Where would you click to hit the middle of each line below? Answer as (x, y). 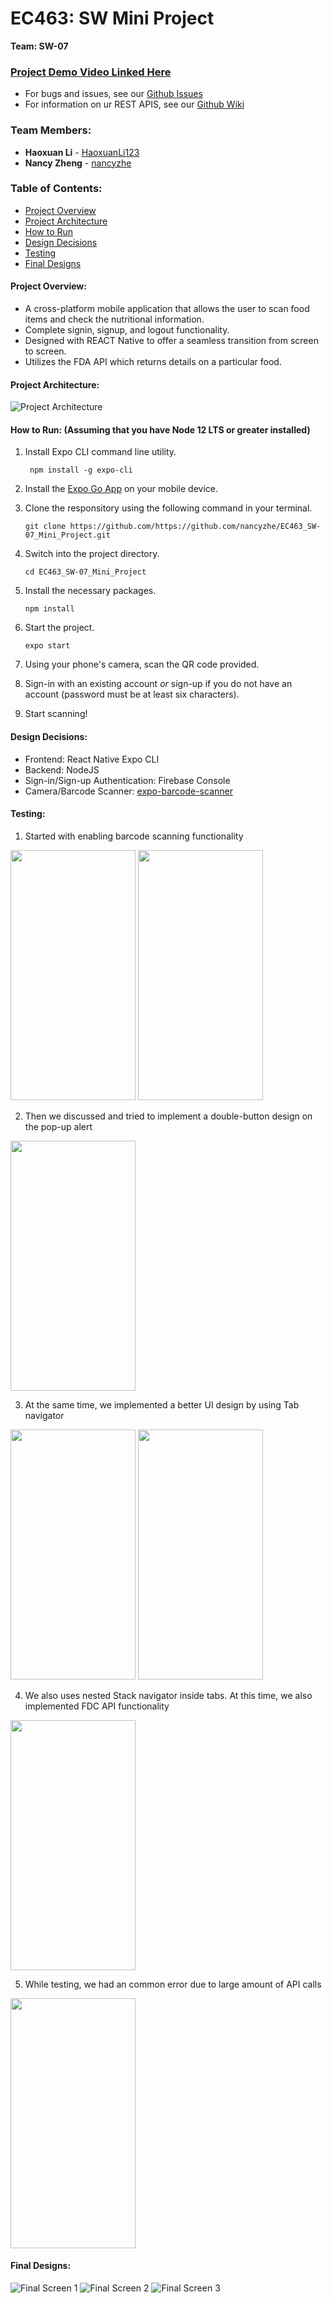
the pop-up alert (58, 1126)
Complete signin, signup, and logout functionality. (127, 330)
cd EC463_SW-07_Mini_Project (85, 572)
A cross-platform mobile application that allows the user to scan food (167, 309)
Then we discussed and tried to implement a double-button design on (168, 1116)
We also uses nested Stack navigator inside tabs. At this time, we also (168, 1695)
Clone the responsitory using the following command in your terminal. (168, 508)
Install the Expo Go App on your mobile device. (121, 489)
